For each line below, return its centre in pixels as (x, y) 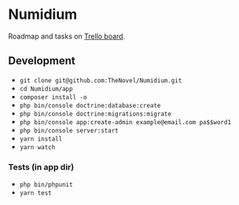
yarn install (41, 139)
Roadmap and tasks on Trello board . (67, 36)
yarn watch (37, 147)
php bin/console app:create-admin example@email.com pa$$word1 (125, 122)
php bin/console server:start (69, 130)
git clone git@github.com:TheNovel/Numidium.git (101, 80)
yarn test (36, 193)
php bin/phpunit (46, 185)
